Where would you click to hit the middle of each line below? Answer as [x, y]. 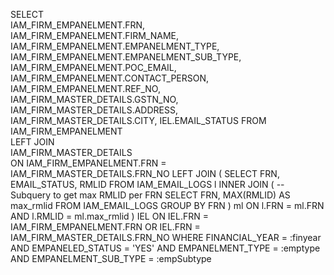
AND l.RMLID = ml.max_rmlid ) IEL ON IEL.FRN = [110, 216]
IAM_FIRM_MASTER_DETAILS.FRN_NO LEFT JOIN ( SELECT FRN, [145, 173]
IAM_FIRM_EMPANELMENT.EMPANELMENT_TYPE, [115, 46]
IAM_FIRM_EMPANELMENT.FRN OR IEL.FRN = [105, 227]
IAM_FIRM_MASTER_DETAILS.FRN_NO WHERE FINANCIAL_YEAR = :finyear [166, 237]
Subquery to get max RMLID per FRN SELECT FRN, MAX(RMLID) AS [150, 195]
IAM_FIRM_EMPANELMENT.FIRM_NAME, [95, 35]
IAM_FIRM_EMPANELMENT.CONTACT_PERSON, [110, 78]
